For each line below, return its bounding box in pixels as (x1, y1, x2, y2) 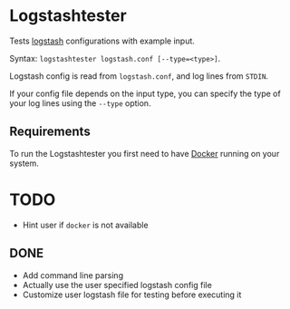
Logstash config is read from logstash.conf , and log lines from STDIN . (9, 70, 269, 82)
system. (9, 158, 39, 169)
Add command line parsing (22, 269, 124, 281)
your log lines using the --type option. (9, 97, 151, 109)
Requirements (9, 124, 91, 140)
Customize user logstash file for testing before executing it (22, 289, 242, 300)
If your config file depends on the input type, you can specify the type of (9, 88, 281, 99)
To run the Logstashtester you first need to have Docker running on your (9, 148, 280, 159)
